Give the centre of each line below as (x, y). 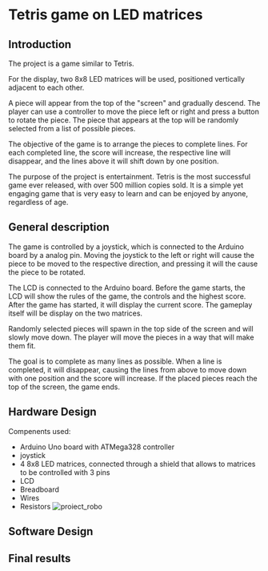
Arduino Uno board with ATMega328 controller (97, 447)
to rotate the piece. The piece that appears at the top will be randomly (123, 120)
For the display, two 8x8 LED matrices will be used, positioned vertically (127, 79)
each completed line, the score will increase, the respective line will (120, 153)
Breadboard (40, 489)
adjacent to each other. (46, 87)
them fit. (22, 345)
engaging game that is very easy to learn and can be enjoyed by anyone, (128, 193)
